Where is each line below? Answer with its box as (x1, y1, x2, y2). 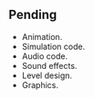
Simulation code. (21, 41, 86, 52)
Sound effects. (21, 60, 78, 71)
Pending (8, 7, 57, 23)
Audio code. (21, 50, 68, 62)
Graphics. (21, 79, 59, 90)
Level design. (21, 70, 73, 81)
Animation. (21, 31, 63, 42)
